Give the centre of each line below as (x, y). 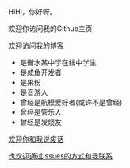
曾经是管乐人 (40, 112)
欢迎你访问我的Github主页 (50, 29)
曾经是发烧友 (40, 122)
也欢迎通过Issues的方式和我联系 (61, 156)
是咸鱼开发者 (40, 72)
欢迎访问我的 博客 (36, 45)
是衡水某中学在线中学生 (58, 63)
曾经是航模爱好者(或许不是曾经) (71, 102)
